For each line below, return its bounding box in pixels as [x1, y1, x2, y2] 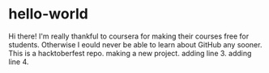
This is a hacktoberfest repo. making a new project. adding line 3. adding [8, 48, 252, 58]
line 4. [8, 57, 29, 67]
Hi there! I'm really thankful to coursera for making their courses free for [8, 31, 250, 41]
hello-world [8, 5, 89, 23]
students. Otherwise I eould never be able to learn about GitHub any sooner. [8, 39, 263, 49]
